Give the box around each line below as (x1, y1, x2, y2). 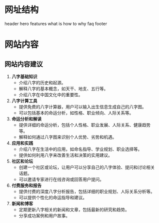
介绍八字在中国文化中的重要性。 (18, 91, 83, 97)
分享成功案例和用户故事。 (18, 212, 70, 218)
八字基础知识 (11, 74, 37, 79)
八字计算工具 (11, 98, 37, 104)
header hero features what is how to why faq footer (4, 20, 108, 27)
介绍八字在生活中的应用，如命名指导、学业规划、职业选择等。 (18, 146, 143, 152)
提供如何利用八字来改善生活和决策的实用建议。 (18, 152, 112, 158)
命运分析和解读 (11, 116, 42, 121)
